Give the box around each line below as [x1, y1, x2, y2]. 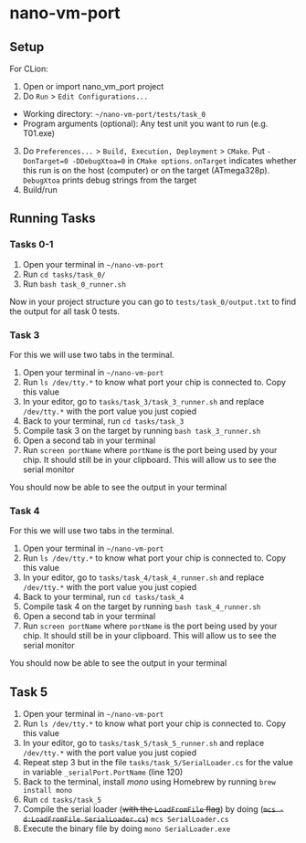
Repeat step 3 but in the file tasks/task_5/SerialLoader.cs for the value [22, 757, 294, 768]
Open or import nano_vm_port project [22, 81, 164, 91]
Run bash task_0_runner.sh [22, 278, 126, 290]
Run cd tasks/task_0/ [22, 269, 106, 279]
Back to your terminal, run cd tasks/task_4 [22, 592, 185, 603]
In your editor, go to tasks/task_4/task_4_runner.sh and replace [22, 572, 265, 583]
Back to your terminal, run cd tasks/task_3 [22, 415, 185, 427]
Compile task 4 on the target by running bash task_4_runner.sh [22, 601, 261, 612]
